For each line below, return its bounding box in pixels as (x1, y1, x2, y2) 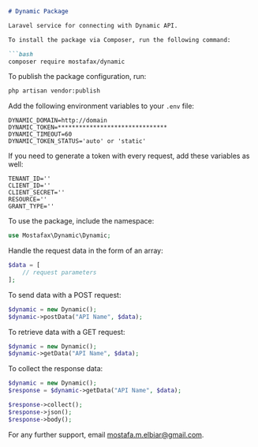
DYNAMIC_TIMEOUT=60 (8, 130, 73, 138)
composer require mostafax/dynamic (8, 58, 125, 66)
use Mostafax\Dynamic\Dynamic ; (8, 231, 111, 240)
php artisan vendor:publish (8, 87, 101, 95)
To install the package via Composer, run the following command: (8, 36, 231, 43)
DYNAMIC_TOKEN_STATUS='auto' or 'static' (8, 137, 147, 145)
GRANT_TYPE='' (8, 202, 55, 211)
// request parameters (22, 269, 97, 276)
